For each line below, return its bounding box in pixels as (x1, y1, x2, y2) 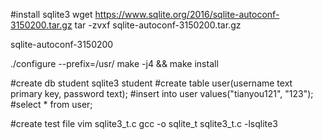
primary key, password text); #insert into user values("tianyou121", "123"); (10, 88, 314, 99)
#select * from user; (10, 99, 93, 110)
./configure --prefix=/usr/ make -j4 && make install (10, 58, 219, 69)
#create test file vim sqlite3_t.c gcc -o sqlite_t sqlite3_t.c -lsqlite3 (10, 118, 278, 129)
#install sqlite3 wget (10, 9, 93, 20)
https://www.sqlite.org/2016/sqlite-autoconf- (94, 9, 280, 20)
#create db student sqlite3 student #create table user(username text (10, 77, 293, 89)
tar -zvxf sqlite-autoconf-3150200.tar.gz (74, 19, 242, 31)
